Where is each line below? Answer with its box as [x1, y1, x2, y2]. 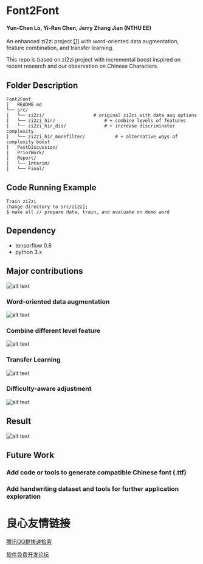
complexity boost [6, 139, 50, 145]
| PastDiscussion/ [6, 145, 59, 151]
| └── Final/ [6, 166, 45, 172]
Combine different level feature [6, 326, 101, 335]
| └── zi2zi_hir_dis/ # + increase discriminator [6, 123, 175, 129]
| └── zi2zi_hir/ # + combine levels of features [6, 118, 187, 124]
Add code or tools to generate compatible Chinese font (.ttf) [6, 468, 187, 476]
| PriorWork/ [6, 150, 45, 156]
